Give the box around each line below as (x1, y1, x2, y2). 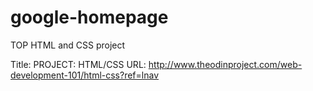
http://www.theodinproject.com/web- (148, 58, 303, 70)
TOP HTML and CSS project (10, 39, 126, 51)
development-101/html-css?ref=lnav (10, 69, 160, 81)
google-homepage (10, 6, 169, 29)
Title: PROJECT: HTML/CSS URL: (10, 58, 147, 70)
